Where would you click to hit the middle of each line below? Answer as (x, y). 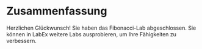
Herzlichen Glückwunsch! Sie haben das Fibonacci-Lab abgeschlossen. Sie (101, 28)
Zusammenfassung (57, 11)
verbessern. (21, 41)
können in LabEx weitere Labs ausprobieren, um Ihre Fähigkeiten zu (92, 34)
